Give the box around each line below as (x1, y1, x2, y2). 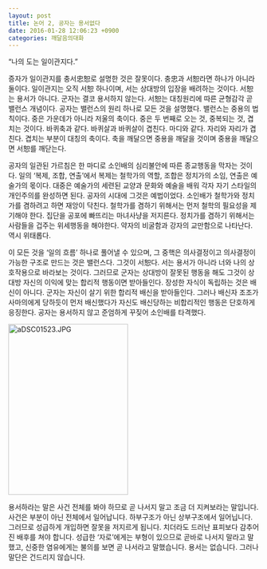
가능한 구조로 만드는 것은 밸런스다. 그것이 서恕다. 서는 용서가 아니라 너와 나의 (8, 257, 247, 268)
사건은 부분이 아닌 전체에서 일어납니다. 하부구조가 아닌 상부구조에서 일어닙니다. (8, 512, 253, 522)
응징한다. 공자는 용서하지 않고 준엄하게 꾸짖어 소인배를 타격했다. (8, 308, 206, 317)
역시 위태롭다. (8, 231, 52, 241)
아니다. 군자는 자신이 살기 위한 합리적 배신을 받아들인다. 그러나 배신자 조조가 (22, 288, 259, 297)
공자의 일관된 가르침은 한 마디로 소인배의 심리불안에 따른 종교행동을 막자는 (8, 161, 238, 170)
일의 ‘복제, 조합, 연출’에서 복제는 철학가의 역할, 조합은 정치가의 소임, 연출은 (18, 171, 249, 181)
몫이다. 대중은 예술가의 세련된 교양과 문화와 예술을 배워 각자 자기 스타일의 (29, 181, 257, 190)
